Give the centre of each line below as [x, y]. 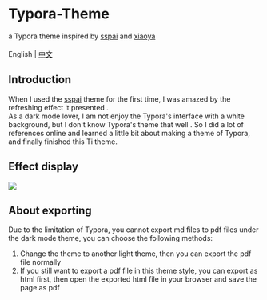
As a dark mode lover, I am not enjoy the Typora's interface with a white [127, 116]
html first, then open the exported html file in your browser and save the [138, 279]
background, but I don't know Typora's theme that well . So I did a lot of [126, 124]
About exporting [50, 210]
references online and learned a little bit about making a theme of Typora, [129, 133]
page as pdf [40, 288]
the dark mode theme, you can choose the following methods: [111, 238]
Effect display [43, 167]
